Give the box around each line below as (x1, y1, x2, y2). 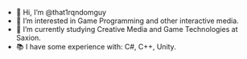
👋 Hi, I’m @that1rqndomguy (15, 8, 107, 17)
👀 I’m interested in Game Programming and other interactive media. (15, 16, 239, 26)
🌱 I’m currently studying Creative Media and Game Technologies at (15, 25, 238, 33)
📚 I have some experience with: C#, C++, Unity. (15, 42, 177, 51)
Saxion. (15, 33, 42, 42)
